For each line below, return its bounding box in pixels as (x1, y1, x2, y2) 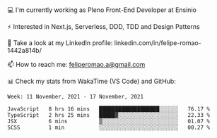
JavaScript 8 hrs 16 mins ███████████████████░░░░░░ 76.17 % (7, 106, 211, 113)
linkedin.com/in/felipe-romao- (114, 39, 201, 47)
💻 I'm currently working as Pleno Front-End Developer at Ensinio (7, 6, 197, 14)
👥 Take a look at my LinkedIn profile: (7, 39, 113, 47)
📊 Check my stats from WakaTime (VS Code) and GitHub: (7, 77, 177, 85)
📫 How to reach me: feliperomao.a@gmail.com (7, 61, 146, 68)
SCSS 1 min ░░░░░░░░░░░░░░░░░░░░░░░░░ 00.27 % (7, 124, 211, 131)
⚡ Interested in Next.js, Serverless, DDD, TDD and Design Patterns (7, 23, 200, 30)
